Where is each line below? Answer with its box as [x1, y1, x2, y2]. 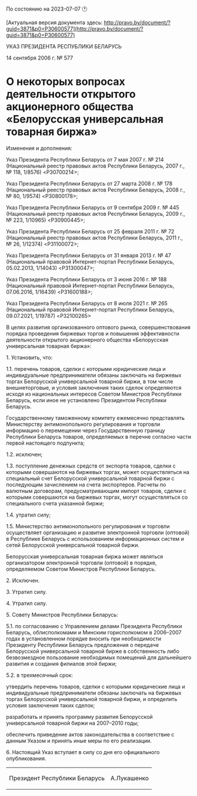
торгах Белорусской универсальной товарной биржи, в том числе [6, 377, 173, 385]
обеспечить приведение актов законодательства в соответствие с [6, 731, 175, 738]
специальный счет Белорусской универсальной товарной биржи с [6, 475, 175, 482]
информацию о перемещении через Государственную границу [6, 427, 166, 434]
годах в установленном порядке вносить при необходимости [6, 635, 162, 642]
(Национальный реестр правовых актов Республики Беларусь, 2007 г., [6, 162, 185, 169]
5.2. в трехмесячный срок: [6, 672, 74, 679]
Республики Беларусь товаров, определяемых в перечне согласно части [6, 433, 191, 440]
